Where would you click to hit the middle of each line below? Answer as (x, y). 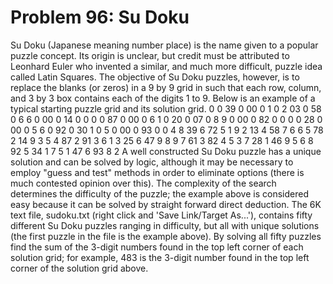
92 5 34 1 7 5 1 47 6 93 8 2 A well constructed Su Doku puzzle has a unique (166, 151)
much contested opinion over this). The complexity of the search (143, 183)
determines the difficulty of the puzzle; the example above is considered (159, 193)
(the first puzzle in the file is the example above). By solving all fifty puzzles (166, 236)
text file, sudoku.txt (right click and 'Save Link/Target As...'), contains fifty (161, 215)
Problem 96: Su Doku (100, 17)
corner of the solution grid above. (79, 268)
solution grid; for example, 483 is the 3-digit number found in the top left (160, 257)
